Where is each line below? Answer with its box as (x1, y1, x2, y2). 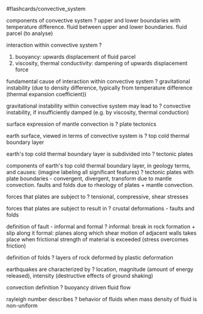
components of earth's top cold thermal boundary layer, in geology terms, (6, 162, 191, 169)
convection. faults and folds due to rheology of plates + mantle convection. (6, 182, 194, 188)
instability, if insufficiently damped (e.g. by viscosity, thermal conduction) (6, 109, 189, 116)
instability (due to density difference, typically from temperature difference (6, 84, 193, 91)
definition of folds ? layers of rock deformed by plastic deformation (6, 254, 174, 261)
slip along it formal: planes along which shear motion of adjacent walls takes (6, 229, 197, 237)
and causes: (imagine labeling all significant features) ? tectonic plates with (6, 169, 194, 175)
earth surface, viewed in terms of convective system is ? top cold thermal (6, 132, 190, 139)
